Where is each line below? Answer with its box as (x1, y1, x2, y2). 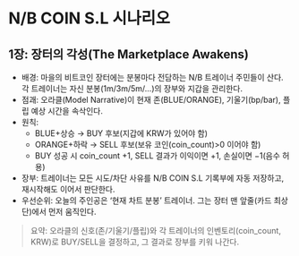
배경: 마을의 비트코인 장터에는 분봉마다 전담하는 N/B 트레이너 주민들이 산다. (21, 73, 284, 82)
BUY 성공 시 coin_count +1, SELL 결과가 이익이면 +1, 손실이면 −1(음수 (34, 150, 281, 161)
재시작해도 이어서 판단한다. (21, 184, 115, 194)
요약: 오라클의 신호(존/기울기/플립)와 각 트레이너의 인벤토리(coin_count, (30, 226, 281, 235)
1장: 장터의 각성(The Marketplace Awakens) (8, 47, 250, 62)
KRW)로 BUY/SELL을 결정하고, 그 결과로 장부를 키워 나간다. (30, 236, 239, 247)
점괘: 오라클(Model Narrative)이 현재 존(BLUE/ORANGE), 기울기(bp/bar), (21, 95, 281, 105)
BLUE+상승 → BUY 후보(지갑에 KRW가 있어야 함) (34, 128, 208, 139)
